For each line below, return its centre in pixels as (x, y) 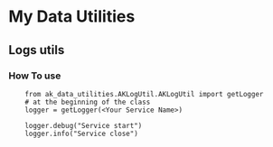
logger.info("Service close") (82, 133)
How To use (35, 76)
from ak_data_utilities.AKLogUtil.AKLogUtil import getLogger (144, 94)
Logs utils (37, 50)
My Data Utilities (72, 17)
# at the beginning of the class (88, 102)
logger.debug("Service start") (84, 125)
